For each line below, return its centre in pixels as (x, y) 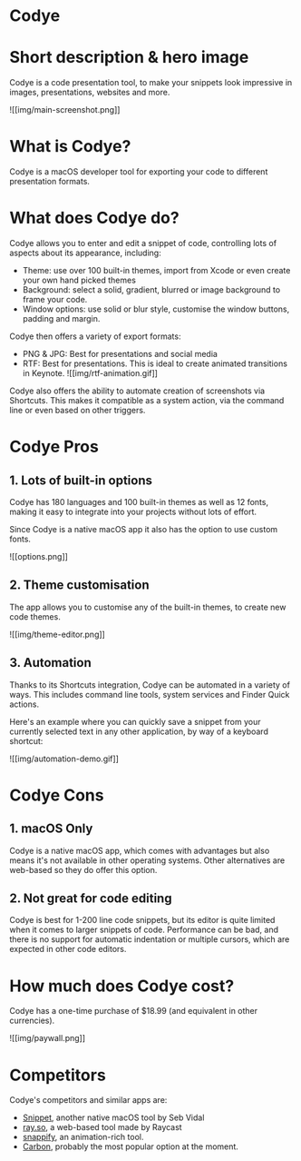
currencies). (32, 1021)
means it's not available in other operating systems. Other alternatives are (147, 860)
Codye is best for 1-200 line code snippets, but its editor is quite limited (142, 920)
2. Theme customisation (79, 585)
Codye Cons (57, 795)
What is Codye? (70, 147)
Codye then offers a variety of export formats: (95, 336)
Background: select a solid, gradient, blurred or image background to (151, 290)
